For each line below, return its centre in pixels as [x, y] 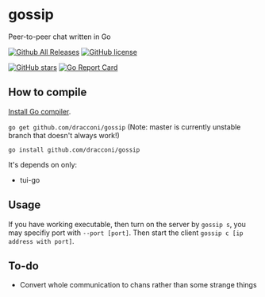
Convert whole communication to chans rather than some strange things [138, 285]
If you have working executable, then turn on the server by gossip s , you [127, 224]
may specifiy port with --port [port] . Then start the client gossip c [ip [126, 233]
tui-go [30, 179]
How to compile [48, 93]
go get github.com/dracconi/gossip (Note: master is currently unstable [125, 127]
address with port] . [41, 241]
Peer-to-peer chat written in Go [60, 37]
